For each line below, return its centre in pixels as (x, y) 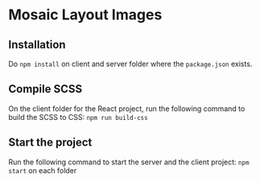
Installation (37, 45)
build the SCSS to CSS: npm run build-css (78, 117)
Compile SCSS (45, 89)
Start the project (50, 143)
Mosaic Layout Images (85, 15)
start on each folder (43, 170)
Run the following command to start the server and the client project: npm (129, 162)
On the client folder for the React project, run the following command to (127, 108)
